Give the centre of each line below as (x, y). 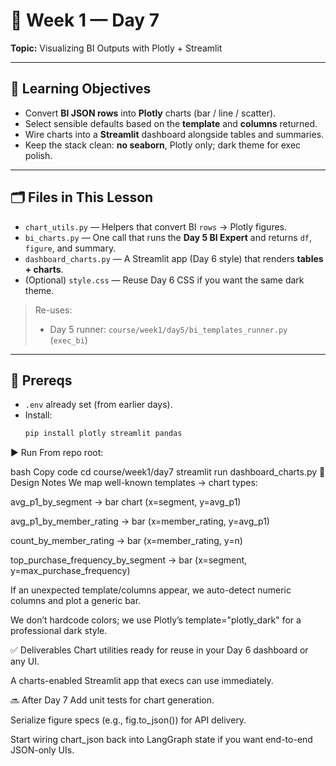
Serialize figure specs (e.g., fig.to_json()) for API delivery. (128, 720)
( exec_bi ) (68, 340)
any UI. (25, 661)
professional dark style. (59, 631)
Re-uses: (53, 310)
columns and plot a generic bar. (76, 601)
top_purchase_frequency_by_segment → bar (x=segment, (129, 560)
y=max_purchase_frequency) (70, 571)
